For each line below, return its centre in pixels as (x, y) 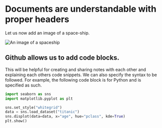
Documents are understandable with (81, 9)
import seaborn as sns (28, 94)
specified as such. (23, 85)
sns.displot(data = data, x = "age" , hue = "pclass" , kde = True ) (65, 117)
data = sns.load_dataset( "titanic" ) (42, 112)
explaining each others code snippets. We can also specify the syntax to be (81, 75)
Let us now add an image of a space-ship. (47, 33)
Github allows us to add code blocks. (62, 58)
